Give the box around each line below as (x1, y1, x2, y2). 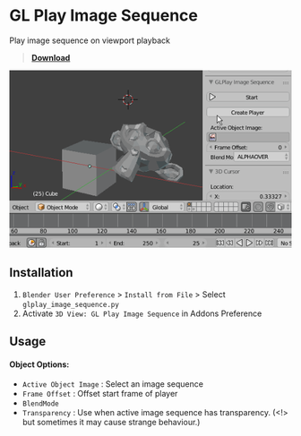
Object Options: (9, 359, 70, 370)
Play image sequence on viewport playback (9, 35, 170, 46)
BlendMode (21, 399, 60, 408)
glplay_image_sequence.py (21, 300, 119, 309)
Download (30, 52, 71, 63)
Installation (9, 265, 73, 280)
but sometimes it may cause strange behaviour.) (21, 417, 201, 428)
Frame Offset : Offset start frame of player (21, 389, 178, 399)
